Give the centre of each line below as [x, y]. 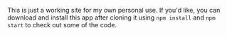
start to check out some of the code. [62, 25]
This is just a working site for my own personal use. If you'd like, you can [114, 10]
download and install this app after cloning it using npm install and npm [111, 17]
